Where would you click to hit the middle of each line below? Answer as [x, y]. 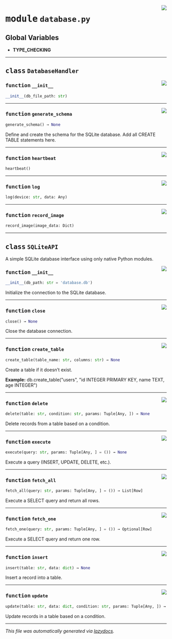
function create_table [35, 350]
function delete [27, 403]
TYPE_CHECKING [32, 50]
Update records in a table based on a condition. [56, 616]
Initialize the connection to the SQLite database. [56, 293]
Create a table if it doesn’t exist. [39, 370]
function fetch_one [31, 519]
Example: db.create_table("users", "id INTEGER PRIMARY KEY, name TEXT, [85, 380]
